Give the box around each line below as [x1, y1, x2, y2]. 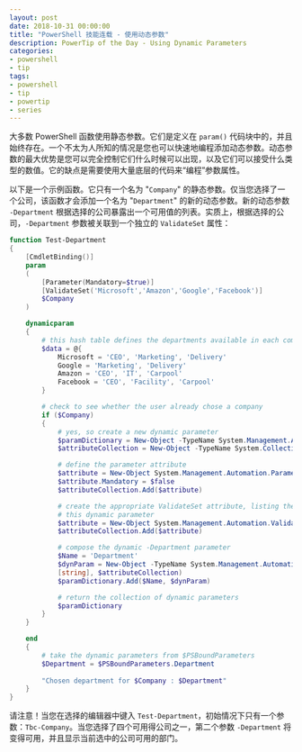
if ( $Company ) [41, 411, 94, 420]
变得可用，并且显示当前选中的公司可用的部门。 [9, 733, 182, 744]
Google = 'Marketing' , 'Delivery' [57, 361, 187, 370]
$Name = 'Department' [57, 551, 139, 561]
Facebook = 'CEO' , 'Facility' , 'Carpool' [57, 377, 216, 387]
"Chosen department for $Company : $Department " [41, 676, 227, 685]
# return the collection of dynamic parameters [57, 593, 240, 602]
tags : [9, 72, 30, 81]
